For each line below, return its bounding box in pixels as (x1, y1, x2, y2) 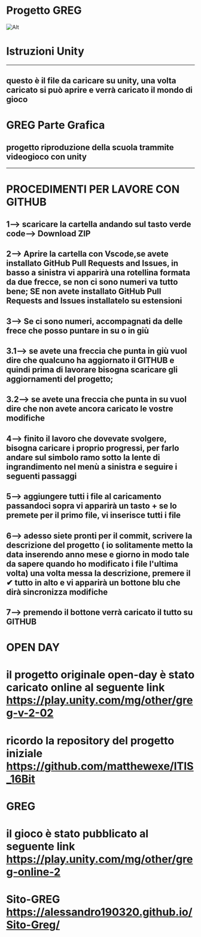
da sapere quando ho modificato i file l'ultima (6, 558, 178, 569)
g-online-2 (6, 865, 61, 879)
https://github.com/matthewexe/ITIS (6, 759, 194, 773)
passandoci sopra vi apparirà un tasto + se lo (6, 501, 178, 511)
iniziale (6, 746, 43, 760)
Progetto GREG (6, 4, 82, 17)
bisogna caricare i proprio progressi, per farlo (6, 443, 179, 453)
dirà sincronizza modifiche (6, 587, 108, 597)
